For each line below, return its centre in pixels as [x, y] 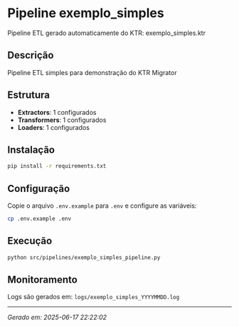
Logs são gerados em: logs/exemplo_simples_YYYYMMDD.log [94, 297]
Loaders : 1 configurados [54, 127]
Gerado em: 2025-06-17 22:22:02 [57, 317]
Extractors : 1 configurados [57, 112]
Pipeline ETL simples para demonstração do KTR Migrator [92, 72]
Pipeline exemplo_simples [86, 13]
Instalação [31, 150]
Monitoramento [43, 280]
